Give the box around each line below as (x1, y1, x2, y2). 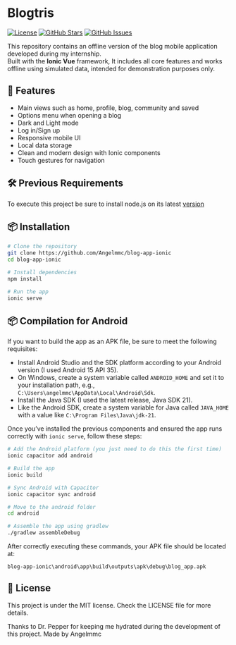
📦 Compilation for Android (7, 315, 128, 327)
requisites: (7, 345, 38, 353)
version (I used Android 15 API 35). (17, 366, 118, 374)
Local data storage (17, 141, 73, 149)
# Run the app (7, 288, 49, 295)
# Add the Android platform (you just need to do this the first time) (7, 446, 222, 453)
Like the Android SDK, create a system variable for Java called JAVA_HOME (17, 403, 229, 412)
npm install (7, 275, 42, 283)
